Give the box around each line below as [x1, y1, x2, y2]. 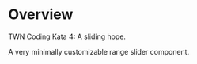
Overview [8, 6, 74, 24]
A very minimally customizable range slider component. [8, 47, 190, 56]
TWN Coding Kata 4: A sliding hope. [8, 32, 127, 41]
